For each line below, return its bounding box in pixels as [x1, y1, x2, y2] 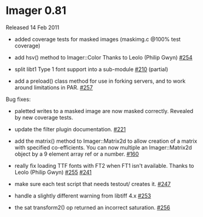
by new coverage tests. [14, 114, 74, 121]
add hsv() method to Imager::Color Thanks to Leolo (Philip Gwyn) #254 [14, 53, 193, 61]
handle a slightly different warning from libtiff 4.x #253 [14, 192, 151, 199]
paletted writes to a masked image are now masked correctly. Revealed [14, 107, 194, 114]
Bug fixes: [5, 95, 31, 103]
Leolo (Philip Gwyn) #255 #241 [14, 168, 92, 176]
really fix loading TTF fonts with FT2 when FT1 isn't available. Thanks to [14, 162, 194, 169]
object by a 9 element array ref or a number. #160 [14, 150, 139, 157]
